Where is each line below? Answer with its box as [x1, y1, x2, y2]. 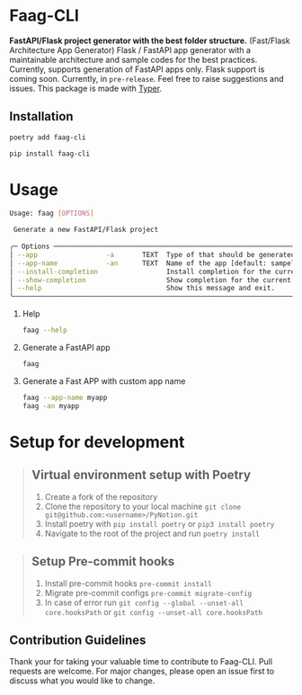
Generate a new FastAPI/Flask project [13, 226, 159, 235]
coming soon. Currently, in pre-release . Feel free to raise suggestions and [9, 73, 285, 84]
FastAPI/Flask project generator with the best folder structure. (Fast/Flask [9, 35, 290, 46]
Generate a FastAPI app [22, 343, 111, 353]
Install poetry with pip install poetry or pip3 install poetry [44, 518, 275, 529]
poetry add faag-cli [9, 132, 87, 142]
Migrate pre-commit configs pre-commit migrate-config [44, 587, 253, 598]
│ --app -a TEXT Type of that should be [9, 250, 255, 259]
